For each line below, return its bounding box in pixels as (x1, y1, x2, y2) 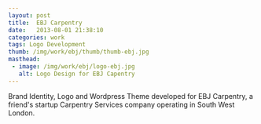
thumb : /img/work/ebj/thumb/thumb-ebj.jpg (8, 48, 149, 56)
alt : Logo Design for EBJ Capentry (18, 70, 135, 78)
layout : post (8, 11, 51, 20)
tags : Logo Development (8, 41, 86, 49)
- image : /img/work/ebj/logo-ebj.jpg (11, 63, 135, 71)
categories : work (8, 33, 65, 42)
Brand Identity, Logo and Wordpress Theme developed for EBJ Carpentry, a (8, 91, 254, 100)
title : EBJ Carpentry (8, 19, 83, 27)
